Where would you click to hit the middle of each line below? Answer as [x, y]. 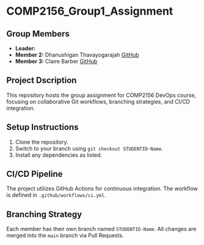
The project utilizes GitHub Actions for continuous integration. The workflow [102, 189]
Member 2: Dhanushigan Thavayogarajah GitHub [77, 55]
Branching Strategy [44, 214]
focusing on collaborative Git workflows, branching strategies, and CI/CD [98, 101]
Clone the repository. [42, 142]
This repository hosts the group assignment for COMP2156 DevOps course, [101, 95]
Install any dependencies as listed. [59, 155]
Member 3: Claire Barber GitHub [56, 61]
